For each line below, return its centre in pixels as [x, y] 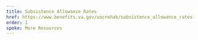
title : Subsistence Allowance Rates [51, 11]
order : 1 [17, 22]
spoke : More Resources [34, 28]
